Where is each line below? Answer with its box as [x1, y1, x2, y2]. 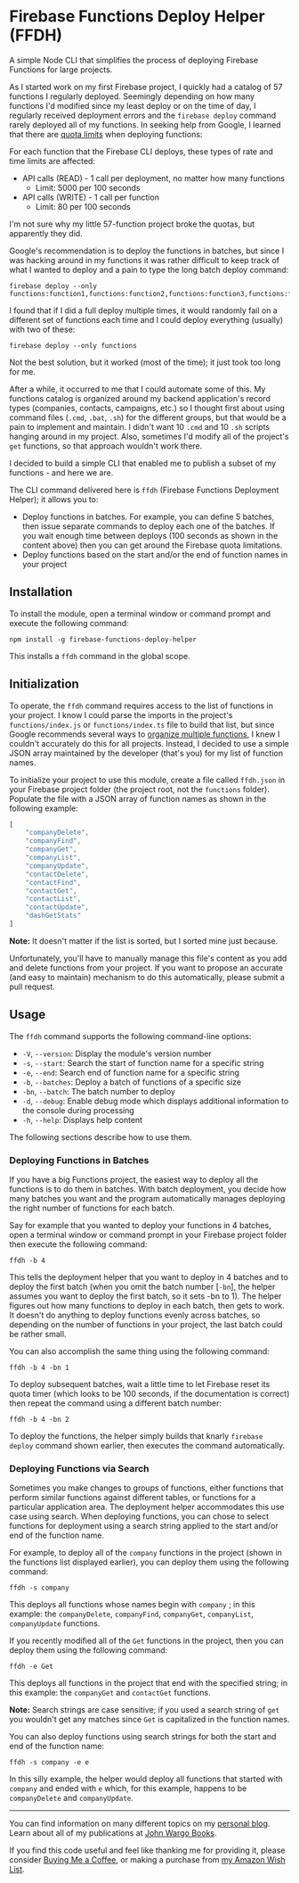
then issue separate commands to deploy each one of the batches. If [21, 520, 276, 532]
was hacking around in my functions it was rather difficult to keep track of [9, 254, 280, 265]
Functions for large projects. [9, 64, 113, 75]
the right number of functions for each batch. [9, 1202, 175, 1214]
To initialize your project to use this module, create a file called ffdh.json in [9, 774, 286, 785]
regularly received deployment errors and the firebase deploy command [9, 110, 277, 120]
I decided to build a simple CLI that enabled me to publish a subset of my [9, 458, 277, 468]
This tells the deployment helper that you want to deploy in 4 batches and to [9, 1272, 289, 1283]
